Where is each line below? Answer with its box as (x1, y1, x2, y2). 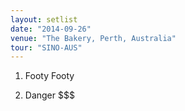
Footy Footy (24, 70, 75, 82)
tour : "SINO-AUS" (10, 42, 83, 53)
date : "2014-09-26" (10, 24, 92, 34)
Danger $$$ (24, 89, 75, 101)
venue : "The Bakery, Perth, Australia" (10, 33, 177, 43)
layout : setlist (10, 14, 78, 25)
